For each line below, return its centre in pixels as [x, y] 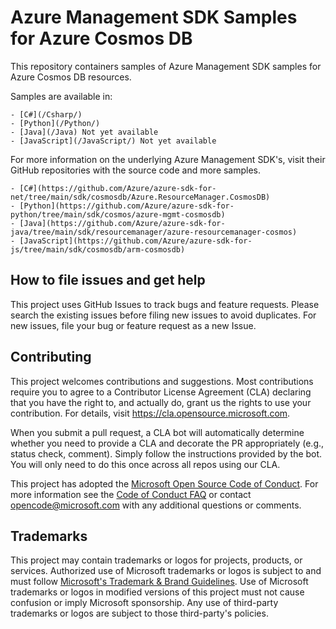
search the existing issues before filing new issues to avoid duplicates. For [163, 315]
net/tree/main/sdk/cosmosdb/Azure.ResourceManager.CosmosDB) [140, 197]
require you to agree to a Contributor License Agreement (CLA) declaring [161, 392]
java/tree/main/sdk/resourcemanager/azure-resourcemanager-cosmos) [154, 232]
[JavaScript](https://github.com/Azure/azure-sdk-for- [136, 241]
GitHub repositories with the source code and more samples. [136, 170]
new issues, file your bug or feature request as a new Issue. [133, 325]
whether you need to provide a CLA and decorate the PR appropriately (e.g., [167, 443]
